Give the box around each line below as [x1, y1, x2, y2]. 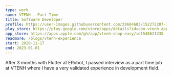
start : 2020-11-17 [5, 41, 45, 46]
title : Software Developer [5, 17, 63, 22]
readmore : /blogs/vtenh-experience [5, 36, 81, 41]
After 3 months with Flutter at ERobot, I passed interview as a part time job [5, 59, 162, 65]
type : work [5, 7, 29, 13]
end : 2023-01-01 [5, 45, 40, 50]
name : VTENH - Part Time [5, 12, 58, 17]
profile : [5, 21, 24, 27]
